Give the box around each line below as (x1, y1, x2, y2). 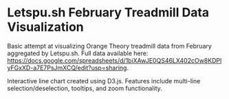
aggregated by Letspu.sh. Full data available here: (7, 49, 149, 57)
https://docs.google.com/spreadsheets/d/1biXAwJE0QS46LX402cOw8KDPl (7, 56, 222, 64)
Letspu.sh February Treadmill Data (7, 5, 210, 20)
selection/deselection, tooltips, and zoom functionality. (7, 84, 163, 92)
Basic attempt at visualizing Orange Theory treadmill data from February (7, 42, 212, 50)
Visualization (7, 19, 84, 35)
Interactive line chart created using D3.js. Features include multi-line (7, 76, 201, 85)
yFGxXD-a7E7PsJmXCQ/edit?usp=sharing (7, 63, 127, 72)
